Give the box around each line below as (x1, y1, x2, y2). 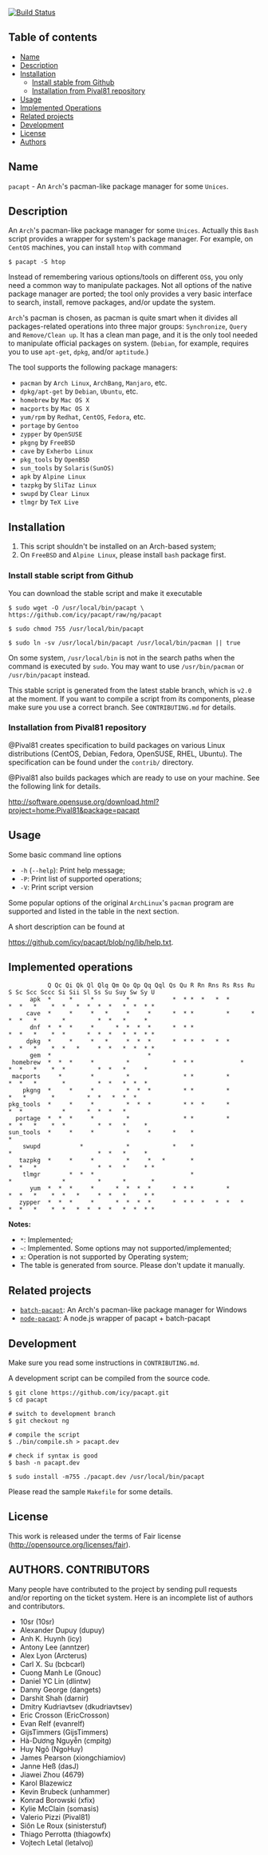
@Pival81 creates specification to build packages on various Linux (8, 740, 226, 750)
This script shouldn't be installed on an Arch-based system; (19, 542, 217, 551)
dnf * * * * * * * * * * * (29, 1024, 195, 1032)
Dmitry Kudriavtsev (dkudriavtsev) (19, 1701, 133, 1711)
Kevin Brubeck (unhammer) (19, 1786, 110, 1796)
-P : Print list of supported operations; (19, 874, 142, 883)
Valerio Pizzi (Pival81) (19, 1812, 91, 1821)
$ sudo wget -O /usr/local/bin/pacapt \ (8, 604, 145, 612)
